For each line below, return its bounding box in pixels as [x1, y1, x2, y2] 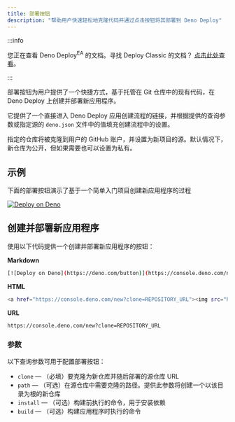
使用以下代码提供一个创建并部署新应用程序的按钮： [7, 242, 155, 251]
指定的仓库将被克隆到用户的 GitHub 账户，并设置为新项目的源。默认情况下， [7, 135, 227, 143]
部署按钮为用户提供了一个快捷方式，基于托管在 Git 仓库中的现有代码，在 [7, 88, 215, 97]
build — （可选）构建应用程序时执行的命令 [17, 407, 141, 415]
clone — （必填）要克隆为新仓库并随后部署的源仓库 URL [17, 372, 180, 380]
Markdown [7, 256, 40, 265]
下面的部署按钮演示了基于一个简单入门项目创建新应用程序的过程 [7, 186, 191, 195]
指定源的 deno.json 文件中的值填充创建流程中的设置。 [19, 120, 174, 129]
